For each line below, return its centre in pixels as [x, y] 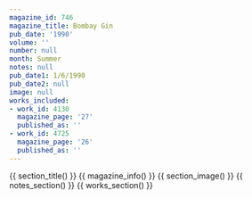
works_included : [39, 100]
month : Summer [36, 59]
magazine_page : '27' [55, 117]
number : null [33, 51]
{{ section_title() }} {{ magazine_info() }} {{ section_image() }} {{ [126, 176]
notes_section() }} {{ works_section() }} [81, 185]
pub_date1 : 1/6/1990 [48, 76]
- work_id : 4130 [39, 109]
